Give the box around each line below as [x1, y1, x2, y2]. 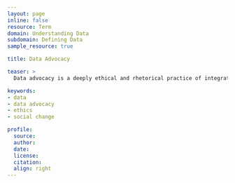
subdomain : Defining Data [7, 36, 83, 43]
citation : [13, 158, 42, 165]
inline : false [7, 17, 49, 24]
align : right [13, 165, 52, 172]
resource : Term [7, 23, 52, 30]
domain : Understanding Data [7, 29, 90, 37]
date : [13, 145, 30, 153]
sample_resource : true [7, 43, 73, 50]
